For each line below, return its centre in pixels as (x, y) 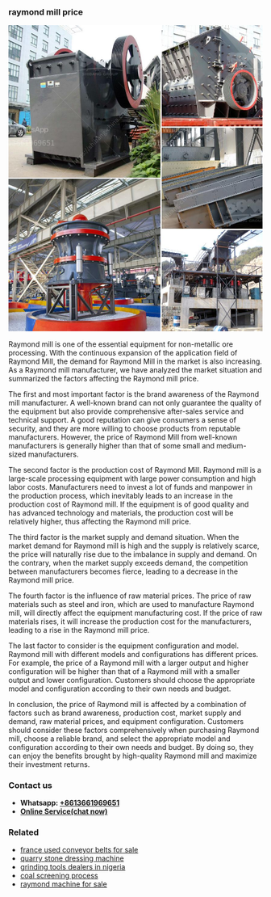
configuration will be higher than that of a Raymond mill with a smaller (124, 671)
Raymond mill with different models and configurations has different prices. (133, 654)
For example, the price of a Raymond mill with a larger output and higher (128, 663)
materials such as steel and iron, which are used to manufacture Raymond (131, 604)
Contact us (30, 785)
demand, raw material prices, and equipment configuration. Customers (126, 721)
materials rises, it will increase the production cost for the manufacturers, (130, 621)
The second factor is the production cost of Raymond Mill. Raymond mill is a (135, 470)
